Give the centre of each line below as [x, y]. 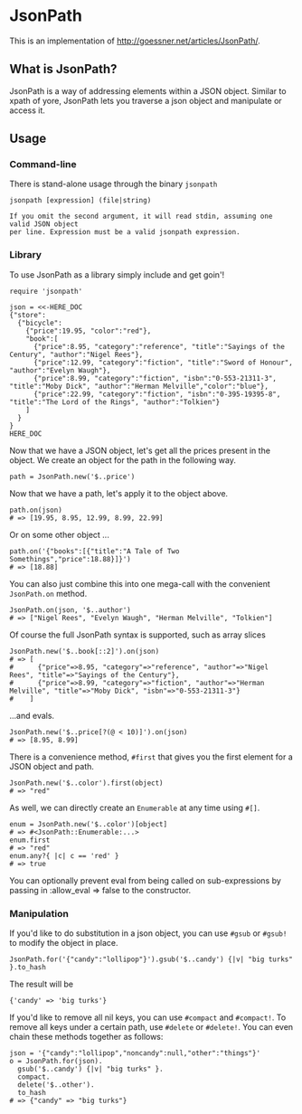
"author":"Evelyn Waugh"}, [60, 370]
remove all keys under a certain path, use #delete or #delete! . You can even [151, 1027]
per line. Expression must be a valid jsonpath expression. [125, 232]
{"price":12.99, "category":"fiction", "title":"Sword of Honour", [163, 363]
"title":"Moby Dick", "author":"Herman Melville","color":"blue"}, [139, 386]
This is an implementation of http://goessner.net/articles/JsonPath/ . [135, 41]
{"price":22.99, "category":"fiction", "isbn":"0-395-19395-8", [157, 394]
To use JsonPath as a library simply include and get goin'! [117, 274]
